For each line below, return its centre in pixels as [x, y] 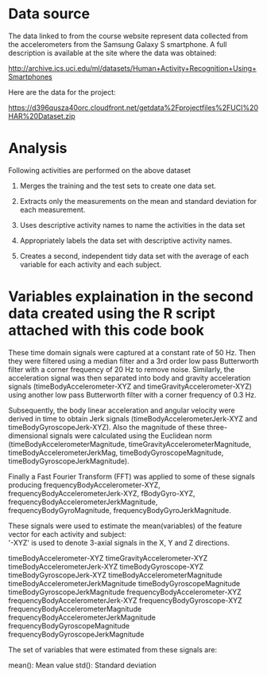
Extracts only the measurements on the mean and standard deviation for [138, 201]
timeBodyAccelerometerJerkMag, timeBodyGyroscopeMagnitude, [116, 452]
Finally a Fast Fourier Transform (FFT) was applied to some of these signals [132, 476]
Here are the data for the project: [62, 92]
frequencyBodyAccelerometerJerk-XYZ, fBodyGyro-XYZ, [102, 493]
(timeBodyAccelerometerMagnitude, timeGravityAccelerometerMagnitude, [130, 444]
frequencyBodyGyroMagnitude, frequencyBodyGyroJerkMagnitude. [120, 510]
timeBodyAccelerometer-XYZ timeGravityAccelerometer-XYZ [108, 558]
